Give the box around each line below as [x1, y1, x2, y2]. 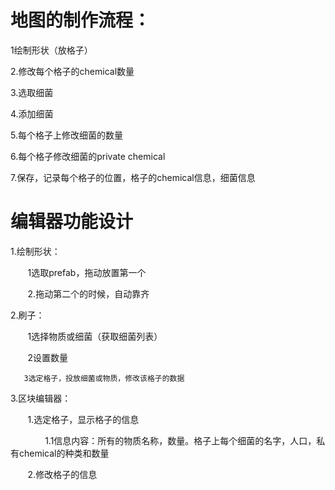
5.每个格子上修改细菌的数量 [10, 129, 123, 141]
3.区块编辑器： [10, 392, 72, 404]
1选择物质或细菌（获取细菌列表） [27, 330, 163, 342]
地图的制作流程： [10, 9, 152, 32]
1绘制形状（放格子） [10, 44, 93, 56]
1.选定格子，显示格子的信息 [27, 413, 140, 425]
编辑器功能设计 [10, 211, 134, 233]
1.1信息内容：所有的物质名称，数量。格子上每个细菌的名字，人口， [44, 434, 317, 446]
